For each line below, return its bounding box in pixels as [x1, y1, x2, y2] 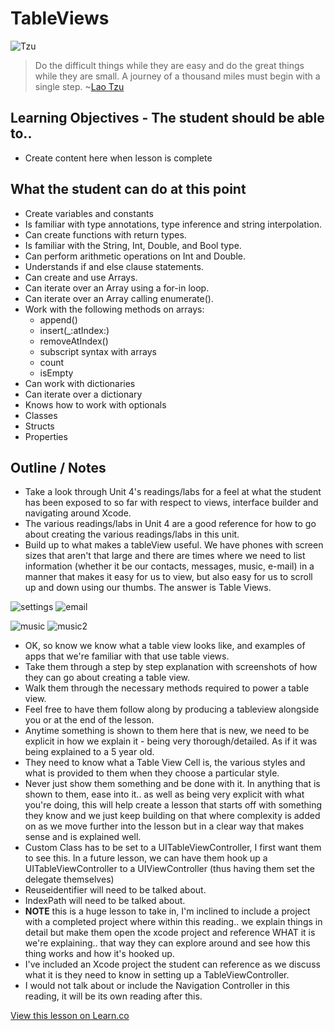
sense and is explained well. [24, 831, 142, 843]
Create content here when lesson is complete [24, 152, 213, 164]
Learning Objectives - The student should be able [10, 110, 325, 127]
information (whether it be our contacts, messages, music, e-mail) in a [24, 560, 315, 572]
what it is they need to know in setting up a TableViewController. [24, 969, 290, 981]
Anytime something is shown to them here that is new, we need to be [24, 725, 310, 737]
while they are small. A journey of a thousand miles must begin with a [34, 70, 321, 82]
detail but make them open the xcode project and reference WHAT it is [24, 927, 316, 939]
